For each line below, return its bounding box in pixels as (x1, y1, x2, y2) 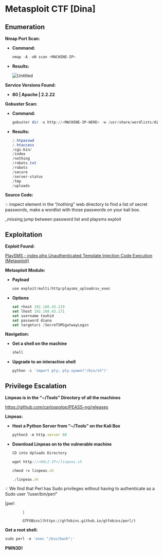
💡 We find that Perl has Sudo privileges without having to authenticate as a (5, 485, 155, 492)
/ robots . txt (12, 161, 36, 166)
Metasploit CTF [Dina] (5, 3, 96, 15)
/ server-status (12, 174, 43, 179)
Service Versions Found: (5, 82, 56, 88)
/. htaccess (12, 143, 35, 147)
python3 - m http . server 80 (12, 432, 67, 437)
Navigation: (5, 331, 29, 337)
